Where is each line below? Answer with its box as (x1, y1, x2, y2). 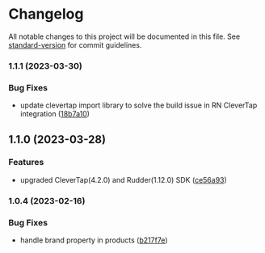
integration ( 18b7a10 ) (19, 109, 90, 119)
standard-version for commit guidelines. (8, 40, 142, 49)
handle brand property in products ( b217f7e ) (19, 235, 168, 245)
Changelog (8, 5, 84, 23)
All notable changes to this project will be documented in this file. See (8, 32, 241, 41)
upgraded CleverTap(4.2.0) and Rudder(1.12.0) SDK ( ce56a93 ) (19, 175, 228, 184)
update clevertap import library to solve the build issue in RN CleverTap (19, 100, 258, 110)
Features (8, 157, 44, 168)
